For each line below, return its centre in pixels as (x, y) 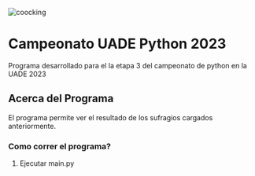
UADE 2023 (27, 74)
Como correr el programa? (60, 146)
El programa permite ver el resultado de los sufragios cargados (111, 117)
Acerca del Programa (61, 99)
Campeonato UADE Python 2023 (117, 44)
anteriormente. (32, 126)
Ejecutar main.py (47, 163)
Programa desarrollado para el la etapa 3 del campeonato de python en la (128, 65)
